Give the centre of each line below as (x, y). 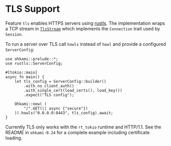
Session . (14, 34)
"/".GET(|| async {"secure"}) (56, 108)
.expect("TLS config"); (49, 95)
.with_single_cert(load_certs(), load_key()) (73, 90)
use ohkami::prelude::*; (32, 59)
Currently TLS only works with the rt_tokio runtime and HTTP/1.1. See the (83, 127)
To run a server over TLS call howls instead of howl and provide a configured (86, 44)
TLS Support (33, 9)
